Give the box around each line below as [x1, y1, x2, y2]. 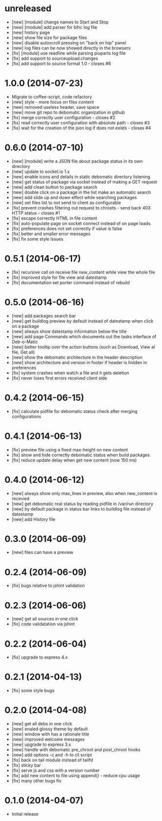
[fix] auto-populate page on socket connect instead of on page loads [11, 220, 151, 226]
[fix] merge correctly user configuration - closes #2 [11, 114, 116, 120]
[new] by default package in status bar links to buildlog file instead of [11, 506, 151, 512]
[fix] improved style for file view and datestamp [11, 274, 107, 280]
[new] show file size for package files [11, 35, 87, 41]
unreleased [4, 3, 52, 14]
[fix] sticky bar [11, 762, 41, 768]
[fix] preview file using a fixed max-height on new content [11, 447, 128, 452]
